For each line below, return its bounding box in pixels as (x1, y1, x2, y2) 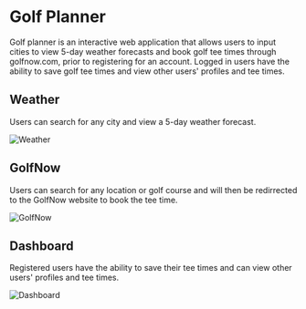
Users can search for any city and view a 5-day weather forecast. (9, 116, 257, 127)
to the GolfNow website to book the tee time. (9, 194, 178, 205)
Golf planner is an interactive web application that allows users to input (9, 36, 277, 47)
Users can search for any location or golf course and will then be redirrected (9, 184, 298, 195)
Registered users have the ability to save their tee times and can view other (9, 263, 292, 273)
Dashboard (9, 238, 74, 253)
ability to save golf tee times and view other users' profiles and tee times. (9, 66, 285, 77)
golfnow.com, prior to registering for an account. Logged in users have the (9, 56, 290, 67)
